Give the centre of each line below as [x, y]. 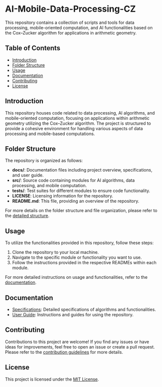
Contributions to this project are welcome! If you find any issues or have [77, 342]
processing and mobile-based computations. [50, 134]
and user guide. [28, 175]
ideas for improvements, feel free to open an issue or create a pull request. [80, 347]
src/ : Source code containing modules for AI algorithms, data [73, 180]
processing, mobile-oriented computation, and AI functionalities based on [79, 27]
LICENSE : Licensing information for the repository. [63, 196]
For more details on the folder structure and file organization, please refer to [81, 211]
